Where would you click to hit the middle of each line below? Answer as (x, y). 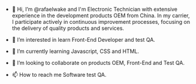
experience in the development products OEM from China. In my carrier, (101, 15)
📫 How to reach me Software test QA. (59, 75)
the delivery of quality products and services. (68, 28)
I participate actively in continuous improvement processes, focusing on (101, 22)
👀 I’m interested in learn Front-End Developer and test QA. (84, 40)
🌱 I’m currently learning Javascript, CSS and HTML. (76, 51)
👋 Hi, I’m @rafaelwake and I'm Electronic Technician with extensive (95, 9)
